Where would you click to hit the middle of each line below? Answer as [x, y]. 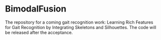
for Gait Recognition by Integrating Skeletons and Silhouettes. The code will [81, 27]
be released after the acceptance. [39, 32]
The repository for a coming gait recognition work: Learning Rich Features [79, 22]
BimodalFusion [36, 9]
